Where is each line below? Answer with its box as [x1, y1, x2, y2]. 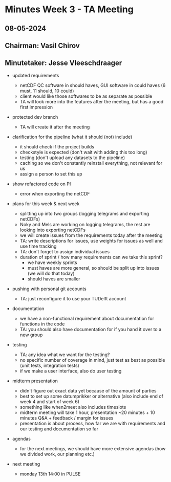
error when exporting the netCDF [19, 190, 90, 196]
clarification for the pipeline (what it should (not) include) [12, 134, 133, 140]
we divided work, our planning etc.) [19, 451, 95, 457]
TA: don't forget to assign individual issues [19, 248, 110, 254]
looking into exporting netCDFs [19, 227, 85, 233]
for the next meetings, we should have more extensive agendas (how [19, 445, 166, 451]
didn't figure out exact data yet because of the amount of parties [19, 387, 157, 393]
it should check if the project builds [19, 143, 94, 149]
